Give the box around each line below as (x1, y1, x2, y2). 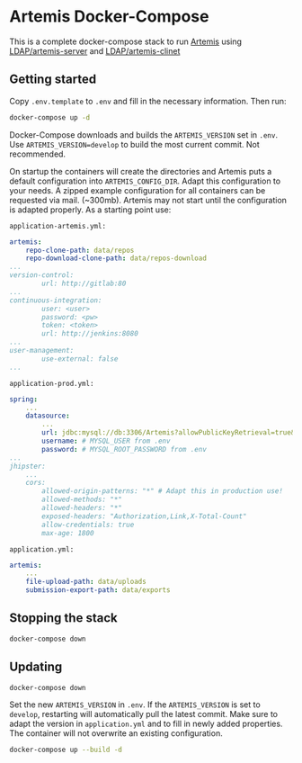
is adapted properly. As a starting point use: (9, 204, 172, 215)
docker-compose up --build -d (9, 745, 123, 755)
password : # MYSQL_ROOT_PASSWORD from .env (41, 444, 207, 453)
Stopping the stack (9, 610, 119, 626)
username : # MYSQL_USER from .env (41, 436, 171, 445)
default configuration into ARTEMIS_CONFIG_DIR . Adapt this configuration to (9, 175, 281, 186)
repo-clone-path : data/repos (25, 246, 135, 255)
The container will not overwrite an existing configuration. (9, 728, 223, 739)
